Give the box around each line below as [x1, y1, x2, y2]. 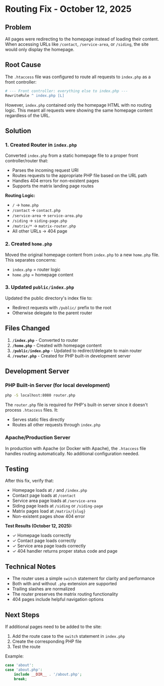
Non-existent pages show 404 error [12, 513, 85, 519]
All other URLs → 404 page [12, 228, 68, 234]
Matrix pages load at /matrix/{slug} [12, 508, 86, 514]
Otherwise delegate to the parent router [12, 310, 93, 316]
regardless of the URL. [5, 112, 50, 119]
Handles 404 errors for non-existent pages [12, 178, 99, 184]
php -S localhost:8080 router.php [5, 393, 76, 398]
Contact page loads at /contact [12, 493, 76, 499]
